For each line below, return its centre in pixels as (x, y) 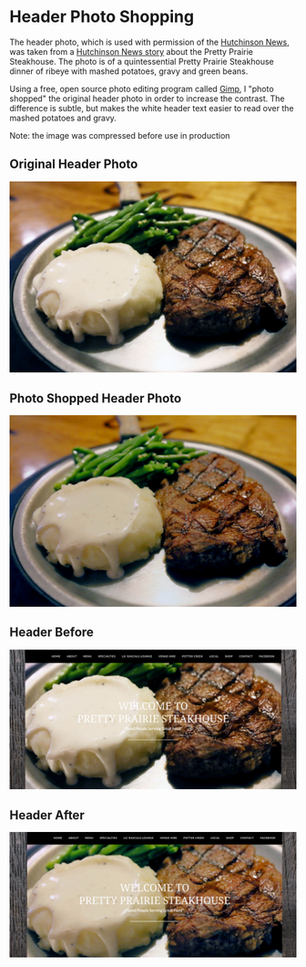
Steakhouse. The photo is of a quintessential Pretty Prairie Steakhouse (142, 61)
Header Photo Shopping (102, 17)
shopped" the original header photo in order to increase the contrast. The (147, 99)
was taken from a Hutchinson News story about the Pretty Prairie (131, 51)
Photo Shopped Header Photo (96, 398)
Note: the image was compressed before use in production (120, 135)
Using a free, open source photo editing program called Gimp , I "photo (142, 88)
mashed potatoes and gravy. (63, 118)
